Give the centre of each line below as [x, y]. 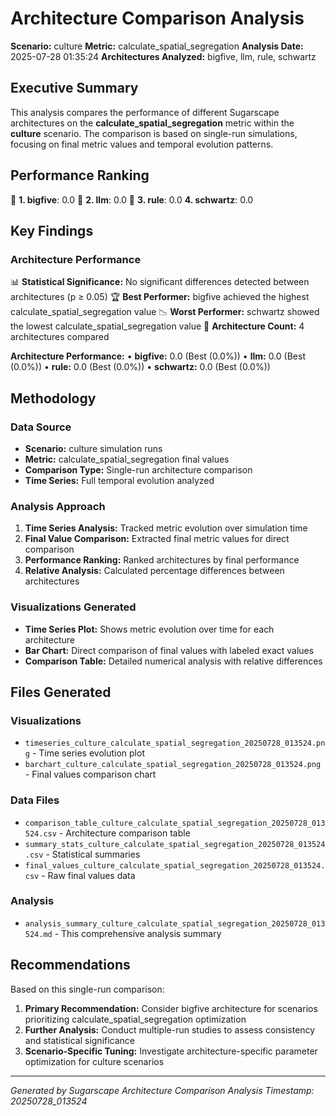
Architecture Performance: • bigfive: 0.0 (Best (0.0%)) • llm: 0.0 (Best [158, 356]
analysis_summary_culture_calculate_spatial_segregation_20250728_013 [175, 923]
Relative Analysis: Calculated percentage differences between [154, 571]
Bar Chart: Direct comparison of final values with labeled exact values [169, 650]
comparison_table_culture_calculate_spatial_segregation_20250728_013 [175, 823]
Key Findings [52, 230]
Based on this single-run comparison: [87, 989]
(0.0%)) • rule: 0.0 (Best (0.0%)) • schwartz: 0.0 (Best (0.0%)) [140, 367]
